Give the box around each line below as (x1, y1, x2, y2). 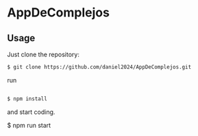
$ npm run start (7, 121, 51, 129)
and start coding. (7, 108, 55, 116)
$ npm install (7, 95, 48, 102)
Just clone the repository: (7, 50, 80, 58)
